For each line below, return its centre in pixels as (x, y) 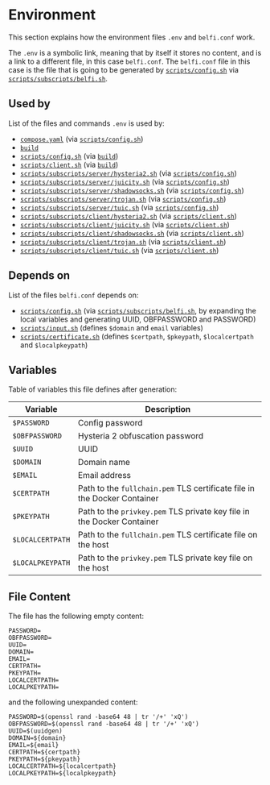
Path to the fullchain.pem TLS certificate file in (166, 488)
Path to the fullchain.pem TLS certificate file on (168, 535)
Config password (110, 423)
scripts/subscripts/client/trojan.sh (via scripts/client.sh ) (123, 241)
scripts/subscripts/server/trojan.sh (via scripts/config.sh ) (123, 198)
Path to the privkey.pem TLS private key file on (165, 558)
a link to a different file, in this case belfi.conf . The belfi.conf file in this (129, 61)
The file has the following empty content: (76, 616)
